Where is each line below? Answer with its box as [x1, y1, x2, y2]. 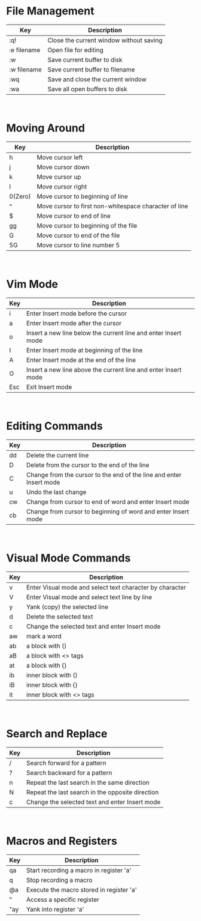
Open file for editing [47, 46, 103, 54]
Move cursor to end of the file [36, 231, 120, 240]
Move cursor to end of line [36, 211, 111, 220]
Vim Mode [6, 277, 59, 291]
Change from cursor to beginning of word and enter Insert [26, 507, 190, 516]
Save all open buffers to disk [47, 85, 127, 93]
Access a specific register [26, 895, 100, 904]
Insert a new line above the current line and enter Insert [26, 365, 182, 373]
